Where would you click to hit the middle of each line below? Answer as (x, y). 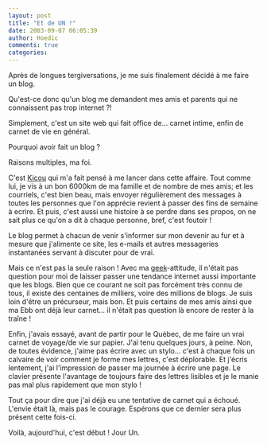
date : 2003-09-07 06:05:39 (53, 30)
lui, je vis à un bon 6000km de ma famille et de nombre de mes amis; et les (131, 186)
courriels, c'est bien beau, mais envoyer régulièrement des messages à (125, 195)
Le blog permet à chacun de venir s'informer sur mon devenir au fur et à (126, 235)
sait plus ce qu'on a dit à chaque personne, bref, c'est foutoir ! (110, 220)
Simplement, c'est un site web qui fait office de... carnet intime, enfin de (126, 123)
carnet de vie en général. (49, 131)
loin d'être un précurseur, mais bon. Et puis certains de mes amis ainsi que (130, 302)
